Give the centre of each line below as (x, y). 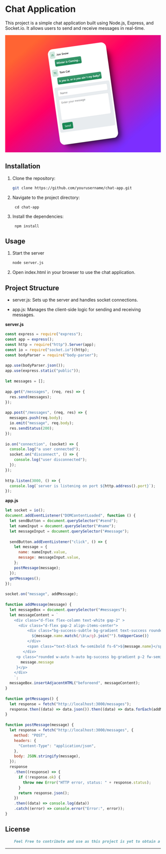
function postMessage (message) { (40, 725)
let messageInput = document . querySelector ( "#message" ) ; (69, 531)
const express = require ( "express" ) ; (44, 334)
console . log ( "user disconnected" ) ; (51, 460)
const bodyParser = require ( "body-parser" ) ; (52, 355)
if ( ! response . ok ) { (39, 777)
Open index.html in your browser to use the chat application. (74, 272)
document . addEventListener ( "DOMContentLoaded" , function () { (70, 516)
